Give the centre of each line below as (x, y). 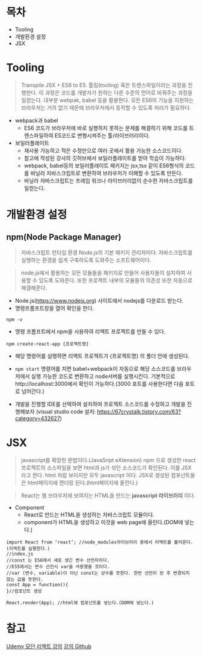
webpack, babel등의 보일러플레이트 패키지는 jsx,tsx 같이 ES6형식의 (104, 166)
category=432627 (37, 418)
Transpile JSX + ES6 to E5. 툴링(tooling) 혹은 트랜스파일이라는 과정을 (104, 85)
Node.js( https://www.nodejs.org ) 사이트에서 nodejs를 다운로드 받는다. (99, 300)
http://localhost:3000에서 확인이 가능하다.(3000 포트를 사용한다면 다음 (99, 383)
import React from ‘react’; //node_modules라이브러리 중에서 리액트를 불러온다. (100, 542)
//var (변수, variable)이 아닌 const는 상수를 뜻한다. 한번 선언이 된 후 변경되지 (98, 573)
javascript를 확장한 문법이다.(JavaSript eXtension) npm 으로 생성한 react (108, 460)
